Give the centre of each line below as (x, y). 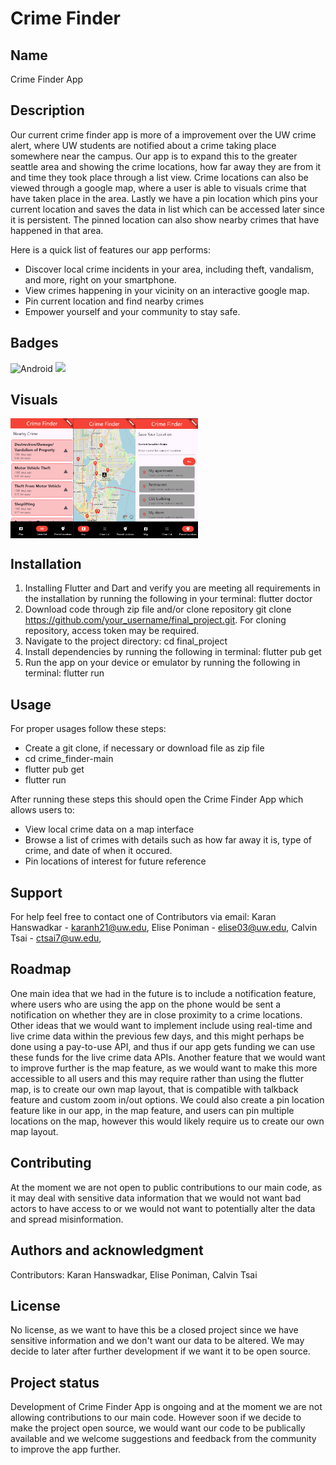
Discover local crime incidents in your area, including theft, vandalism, (169, 269)
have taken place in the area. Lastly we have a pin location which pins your (164, 198)
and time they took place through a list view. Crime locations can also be (159, 177)
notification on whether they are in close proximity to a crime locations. (156, 1014)
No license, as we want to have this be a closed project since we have (154, 1330)
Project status (55, 1382)
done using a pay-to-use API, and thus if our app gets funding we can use (163, 1046)
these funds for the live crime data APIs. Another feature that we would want (168, 1057)
